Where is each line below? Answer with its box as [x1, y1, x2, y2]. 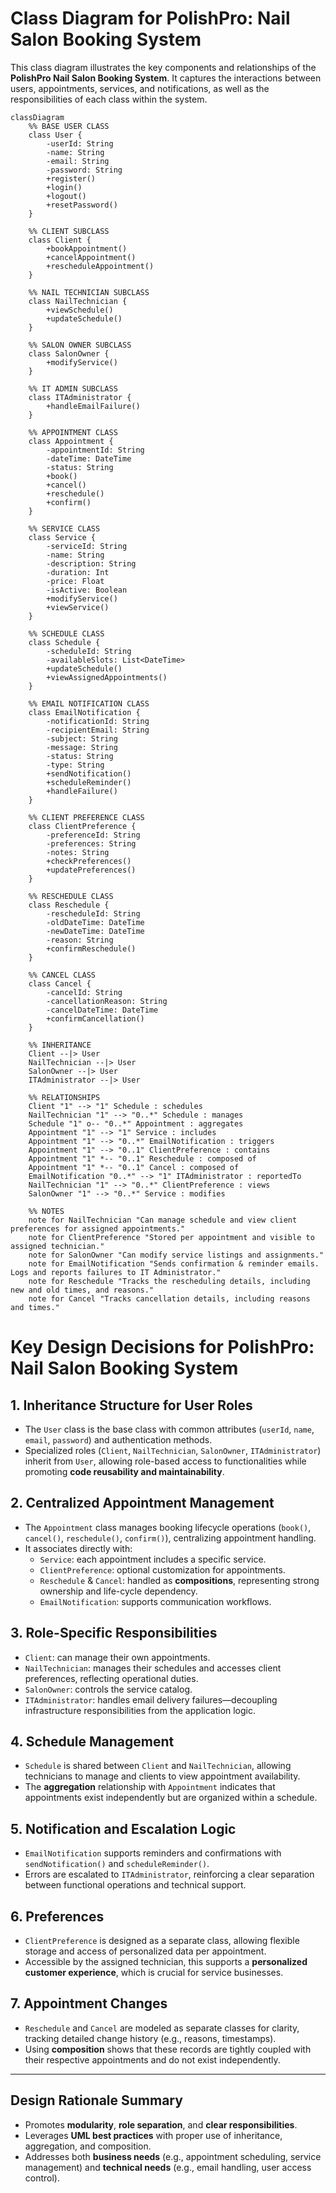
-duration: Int [46, 567, 110, 577]
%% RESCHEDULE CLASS [28, 891, 114, 901]
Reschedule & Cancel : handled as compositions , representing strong [39, 1574, 320, 1586]
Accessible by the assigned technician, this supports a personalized [24, 1956, 308, 1967]
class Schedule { [28, 637, 101, 647]
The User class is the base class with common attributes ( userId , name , [24, 1423, 315, 1435]
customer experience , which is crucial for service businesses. [24, 1967, 284, 1978]
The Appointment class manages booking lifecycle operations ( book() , [24, 1521, 312, 1533]
